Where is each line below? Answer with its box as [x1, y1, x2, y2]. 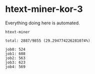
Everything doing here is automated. [5, 20, 80, 26]
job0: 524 [5, 47, 26, 52]
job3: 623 [5, 60, 26, 65]
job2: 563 [5, 56, 26, 61]
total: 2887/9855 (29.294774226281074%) [5, 38, 91, 43]
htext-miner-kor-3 [5, 3, 83, 15]
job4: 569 [5, 64, 26, 69]
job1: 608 [5, 51, 26, 56]
